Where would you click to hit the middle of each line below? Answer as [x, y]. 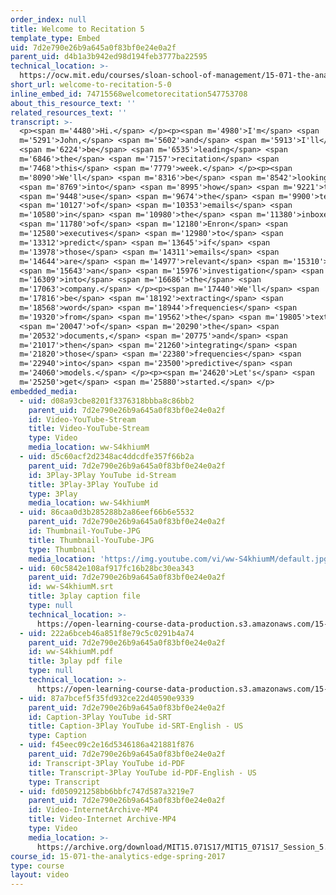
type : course [37, 866]
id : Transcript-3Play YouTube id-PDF [107, 763]
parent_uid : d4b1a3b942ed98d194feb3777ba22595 [109, 57]
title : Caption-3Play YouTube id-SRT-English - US [136, 726]
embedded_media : [44, 391]
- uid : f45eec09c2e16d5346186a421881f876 [107, 745]
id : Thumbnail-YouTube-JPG [84, 531]
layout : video [40, 875]
